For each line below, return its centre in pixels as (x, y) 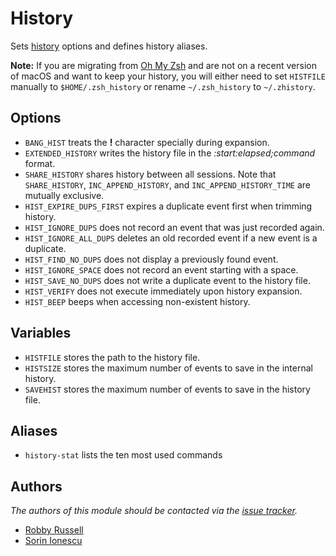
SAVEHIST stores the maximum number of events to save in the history (167, 389)
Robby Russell (54, 530)
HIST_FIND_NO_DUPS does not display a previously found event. (151, 259)
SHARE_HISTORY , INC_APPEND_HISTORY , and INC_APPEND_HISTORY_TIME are (167, 184)
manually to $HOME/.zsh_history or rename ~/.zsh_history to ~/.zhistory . (163, 86)
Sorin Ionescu (53, 541)
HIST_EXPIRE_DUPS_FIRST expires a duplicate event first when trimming (168, 206)
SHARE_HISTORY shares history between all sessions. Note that (150, 174)
